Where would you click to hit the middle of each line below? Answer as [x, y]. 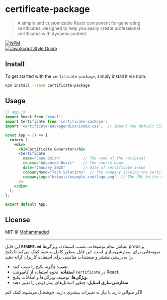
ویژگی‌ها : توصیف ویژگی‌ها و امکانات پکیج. [50, 277]
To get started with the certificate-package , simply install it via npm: [76, 76]
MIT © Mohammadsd [27, 232]
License [18, 220]
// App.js [15, 112]
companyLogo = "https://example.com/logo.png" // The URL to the [91, 177]
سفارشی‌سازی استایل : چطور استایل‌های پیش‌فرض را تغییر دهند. [71, 282]
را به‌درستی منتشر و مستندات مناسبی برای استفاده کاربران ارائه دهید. [69, 257]
